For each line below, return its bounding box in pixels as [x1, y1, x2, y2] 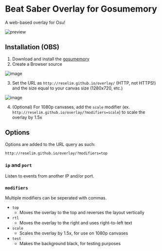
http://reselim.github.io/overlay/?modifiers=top [5, 151, 108, 156]
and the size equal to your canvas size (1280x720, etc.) [12, 85, 123, 91]
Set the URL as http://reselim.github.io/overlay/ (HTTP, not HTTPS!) [12, 80, 156, 86]
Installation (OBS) [5, 43, 60, 52]
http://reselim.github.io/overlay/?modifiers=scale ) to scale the [12, 109, 145, 115]
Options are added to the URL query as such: [5, 141, 96, 147]
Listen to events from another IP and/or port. [5, 173, 94, 179]
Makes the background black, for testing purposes [19, 241, 121, 247]
